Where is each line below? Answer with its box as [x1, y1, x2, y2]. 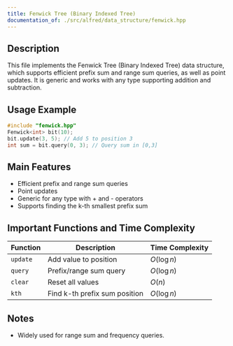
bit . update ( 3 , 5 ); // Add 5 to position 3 [7, 135, 133, 142]
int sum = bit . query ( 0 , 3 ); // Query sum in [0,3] [7, 141, 158, 149]
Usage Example [7, 103, 77, 115]
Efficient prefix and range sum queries [17, 180, 128, 188]
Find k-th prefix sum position [48, 289, 143, 298]
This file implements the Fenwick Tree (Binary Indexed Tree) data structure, [7, 61, 225, 70]
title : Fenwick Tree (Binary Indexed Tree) [7, 10, 136, 17]
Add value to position [48, 254, 118, 264]
